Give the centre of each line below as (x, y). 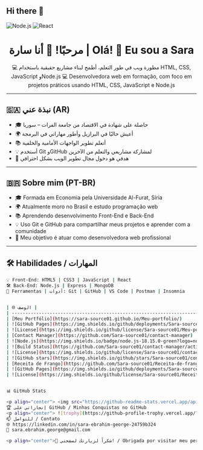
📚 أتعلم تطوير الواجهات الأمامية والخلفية (60, 143)
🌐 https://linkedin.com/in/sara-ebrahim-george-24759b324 (81, 424)
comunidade (31, 231)
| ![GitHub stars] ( (31, 358)
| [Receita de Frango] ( (36, 364)
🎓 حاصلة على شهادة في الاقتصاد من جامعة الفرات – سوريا (82, 124)
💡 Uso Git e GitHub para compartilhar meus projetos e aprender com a (102, 225)
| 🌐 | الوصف (22, 307)
